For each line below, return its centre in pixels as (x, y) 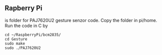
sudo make (15, 43)
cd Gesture (16, 39)
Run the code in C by (26, 25)
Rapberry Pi (24, 8)
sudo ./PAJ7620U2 (23, 48)
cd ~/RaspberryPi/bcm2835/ (33, 34)
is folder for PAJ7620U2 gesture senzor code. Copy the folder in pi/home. (81, 20)
